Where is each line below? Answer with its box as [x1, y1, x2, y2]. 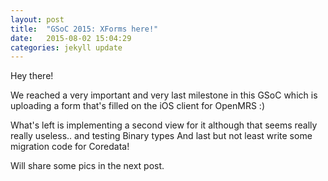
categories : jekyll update [10, 42, 123, 53]
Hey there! [10, 70, 54, 82]
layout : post [10, 14, 65, 25]
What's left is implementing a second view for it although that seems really [10, 119, 318, 131]
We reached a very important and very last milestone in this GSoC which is [10, 89, 318, 101]
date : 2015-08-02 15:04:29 [10, 33, 132, 43]
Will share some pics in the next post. [10, 160, 165, 172]
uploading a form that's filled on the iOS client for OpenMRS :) [10, 100, 266, 112]
